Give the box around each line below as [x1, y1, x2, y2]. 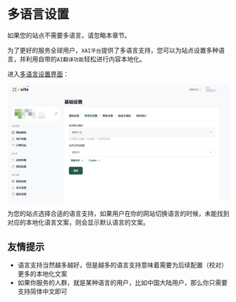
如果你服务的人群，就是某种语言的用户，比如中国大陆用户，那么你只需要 [17, 279, 228, 287]
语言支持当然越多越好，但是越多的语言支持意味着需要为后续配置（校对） [17, 261, 228, 270]
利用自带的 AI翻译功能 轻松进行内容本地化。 [25, 54, 146, 63]
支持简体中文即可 [17, 287, 68, 296]
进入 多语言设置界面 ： [7, 70, 69, 78]
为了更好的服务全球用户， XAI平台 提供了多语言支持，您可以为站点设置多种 [7, 46, 219, 54]
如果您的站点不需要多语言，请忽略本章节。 [7, 31, 131, 39]
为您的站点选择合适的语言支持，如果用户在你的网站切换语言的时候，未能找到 [7, 209, 230, 218]
